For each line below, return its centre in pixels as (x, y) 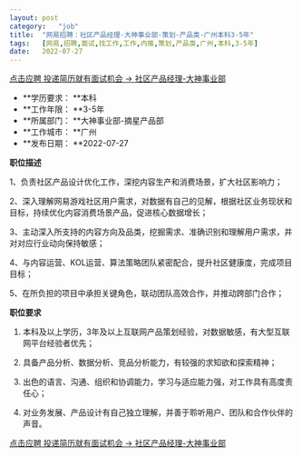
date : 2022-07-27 (46, 52)
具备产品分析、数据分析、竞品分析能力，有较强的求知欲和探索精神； (150, 363)
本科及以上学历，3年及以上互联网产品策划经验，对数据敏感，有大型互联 (156, 332)
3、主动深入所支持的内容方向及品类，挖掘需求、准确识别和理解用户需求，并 (151, 232)
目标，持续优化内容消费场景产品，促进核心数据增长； (109, 213)
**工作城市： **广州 (59, 132)
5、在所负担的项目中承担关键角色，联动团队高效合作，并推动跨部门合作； (147, 293)
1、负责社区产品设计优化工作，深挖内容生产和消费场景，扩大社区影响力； (146, 182)
